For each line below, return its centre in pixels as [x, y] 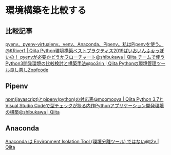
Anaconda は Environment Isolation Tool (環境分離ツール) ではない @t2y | [82, 141]
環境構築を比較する [46, 10]
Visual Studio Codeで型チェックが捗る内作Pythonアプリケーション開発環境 [85, 105]
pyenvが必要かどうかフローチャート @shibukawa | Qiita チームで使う [92, 57]
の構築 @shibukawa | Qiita [33, 112]
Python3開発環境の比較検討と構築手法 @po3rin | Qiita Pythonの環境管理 [81, 63]
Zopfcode [38, 70]
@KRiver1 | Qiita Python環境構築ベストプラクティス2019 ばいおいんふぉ [80, 51]
